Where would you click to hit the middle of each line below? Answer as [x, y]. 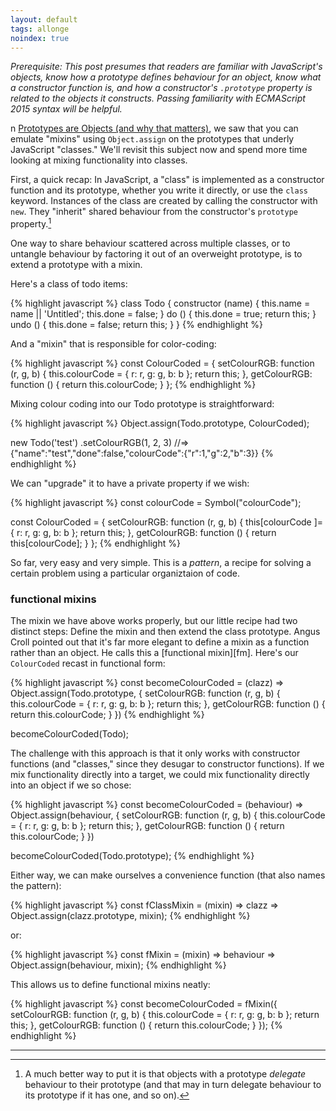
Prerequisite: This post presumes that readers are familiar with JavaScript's [166, 67]
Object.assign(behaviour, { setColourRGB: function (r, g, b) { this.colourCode [168, 815]
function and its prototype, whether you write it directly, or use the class [159, 190]
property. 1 [31, 223]
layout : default [44, 19]
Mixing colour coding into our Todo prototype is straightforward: [142, 404]
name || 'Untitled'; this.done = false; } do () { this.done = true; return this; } [163, 314]
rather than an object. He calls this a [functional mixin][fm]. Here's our [154, 653]
